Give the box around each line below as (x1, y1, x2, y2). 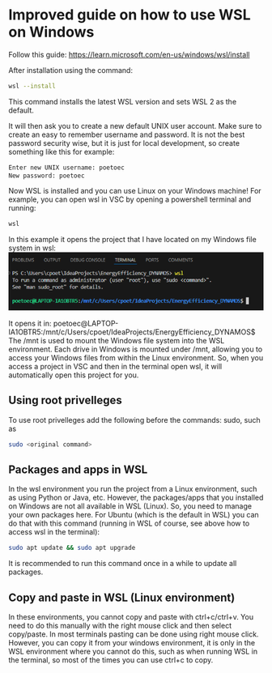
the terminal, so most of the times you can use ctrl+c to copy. (8, 655, 214, 665)
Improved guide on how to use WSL (8, 6, 251, 24)
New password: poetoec (8, 172, 85, 180)
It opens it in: (8, 318, 52, 328)
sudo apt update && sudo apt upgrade (8, 544, 136, 552)
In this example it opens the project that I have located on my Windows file (8, 234, 257, 244)
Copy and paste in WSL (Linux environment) (8, 590, 236, 604)
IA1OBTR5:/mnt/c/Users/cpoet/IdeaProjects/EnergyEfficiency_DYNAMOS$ (8, 326, 256, 337)
